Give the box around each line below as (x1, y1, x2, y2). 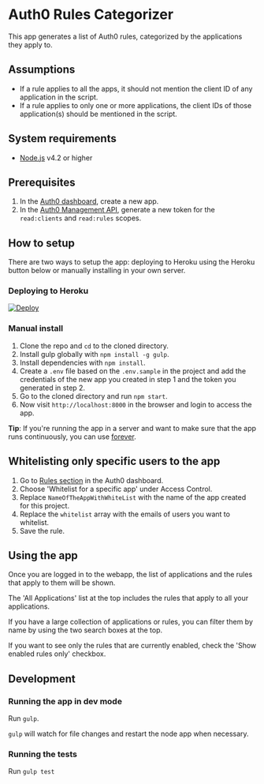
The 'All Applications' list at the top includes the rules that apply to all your (8, 594, 249, 603)
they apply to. (8, 39, 53, 49)
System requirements (8, 132, 117, 145)
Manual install (8, 323, 64, 334)
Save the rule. (19, 526, 65, 535)
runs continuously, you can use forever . (8, 432, 136, 441)
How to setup (8, 236, 75, 249)
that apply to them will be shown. (8, 578, 116, 587)
